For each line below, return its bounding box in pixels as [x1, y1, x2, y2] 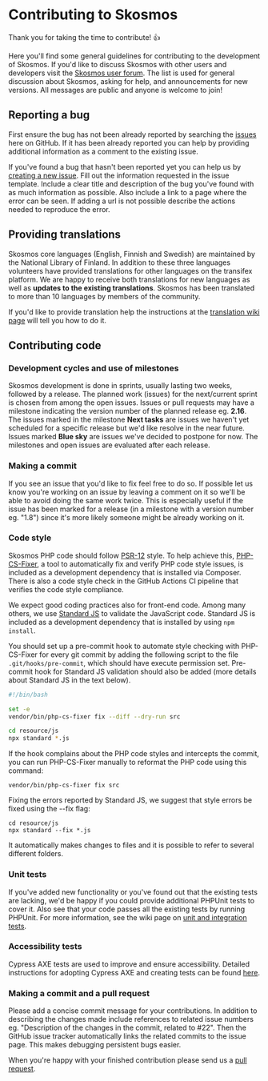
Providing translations [8, 228, 122, 242]
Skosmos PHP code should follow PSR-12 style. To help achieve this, [8, 551, 234, 560]
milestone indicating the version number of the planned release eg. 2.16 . [8, 406, 247, 416]
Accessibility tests [8, 941, 82, 952]
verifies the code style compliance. [8, 584, 124, 594]
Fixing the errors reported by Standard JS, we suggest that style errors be [8, 795, 253, 805]
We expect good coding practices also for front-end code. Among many [8, 600, 246, 610]
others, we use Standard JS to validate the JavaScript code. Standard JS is [8, 608, 256, 618]
